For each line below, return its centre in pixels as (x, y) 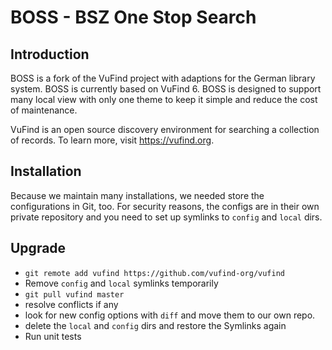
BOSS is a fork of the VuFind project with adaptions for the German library (163, 78)
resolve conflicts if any (71, 304)
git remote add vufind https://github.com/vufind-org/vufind (155, 273)
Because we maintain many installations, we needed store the (137, 195)
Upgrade (38, 248)
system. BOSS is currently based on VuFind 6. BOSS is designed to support (166, 89)
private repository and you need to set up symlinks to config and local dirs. (166, 217)
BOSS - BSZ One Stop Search (133, 17)
